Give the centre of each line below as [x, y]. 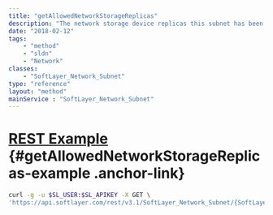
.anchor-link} [139, 173]
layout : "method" [38, 91]
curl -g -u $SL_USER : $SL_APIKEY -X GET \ [80, 196]
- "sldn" [38, 54]
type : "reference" [39, 84]
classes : [23, 69]
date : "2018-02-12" [41, 31]
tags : [17, 39]
